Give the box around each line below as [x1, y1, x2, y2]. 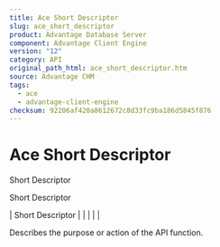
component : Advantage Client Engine [9, 38, 147, 48]
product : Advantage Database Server [9, 30, 147, 39]
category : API [9, 55, 63, 64]
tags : [9, 81, 30, 90]
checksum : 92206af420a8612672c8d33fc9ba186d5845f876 [9, 106, 212, 115]
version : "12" [9, 47, 63, 56]
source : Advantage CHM [9, 72, 95, 81]
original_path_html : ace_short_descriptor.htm [9, 64, 188, 73]
